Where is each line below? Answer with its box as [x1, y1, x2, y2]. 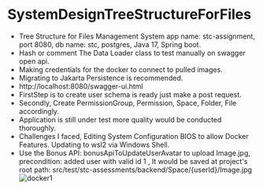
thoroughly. [18, 123, 57, 133]
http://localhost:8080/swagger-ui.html [18, 81, 143, 91]
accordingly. [18, 106, 60, 115]
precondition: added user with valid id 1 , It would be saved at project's [18, 156, 248, 166]
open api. [18, 57, 50, 66]
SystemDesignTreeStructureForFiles [7, 5, 252, 24]
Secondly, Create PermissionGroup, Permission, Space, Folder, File [18, 98, 237, 108]
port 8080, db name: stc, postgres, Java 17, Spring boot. [18, 39, 202, 49]
